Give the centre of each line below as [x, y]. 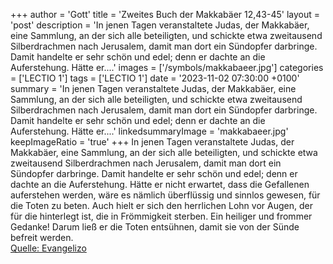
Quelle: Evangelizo [48, 248]
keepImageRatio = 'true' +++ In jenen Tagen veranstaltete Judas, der [152, 142]
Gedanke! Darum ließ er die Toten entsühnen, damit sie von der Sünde [155, 227]
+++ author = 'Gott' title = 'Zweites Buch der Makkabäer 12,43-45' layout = [165, 14]
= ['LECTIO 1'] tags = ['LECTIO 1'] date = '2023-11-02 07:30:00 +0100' [155, 78]
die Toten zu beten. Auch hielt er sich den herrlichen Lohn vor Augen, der [161, 205]
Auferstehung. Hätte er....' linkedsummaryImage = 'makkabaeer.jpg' [149, 131]
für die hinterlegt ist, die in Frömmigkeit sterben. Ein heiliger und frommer [161, 216]
